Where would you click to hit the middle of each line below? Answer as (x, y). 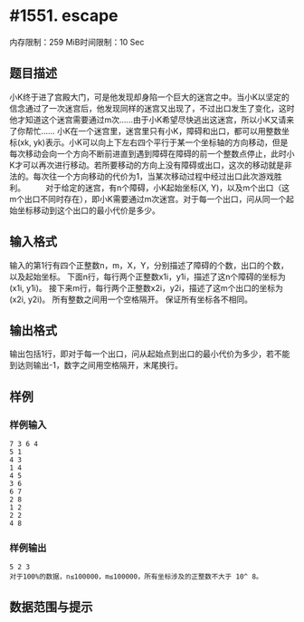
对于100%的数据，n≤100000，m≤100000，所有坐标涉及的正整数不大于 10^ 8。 (136, 577)
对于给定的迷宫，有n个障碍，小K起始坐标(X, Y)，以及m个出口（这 (167, 188)
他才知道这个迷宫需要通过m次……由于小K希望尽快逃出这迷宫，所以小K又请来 (152, 120)
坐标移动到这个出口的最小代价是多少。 (88, 210)
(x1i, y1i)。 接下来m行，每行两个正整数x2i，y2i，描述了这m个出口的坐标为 (146, 287)
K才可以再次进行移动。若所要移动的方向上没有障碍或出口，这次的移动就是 (147, 165)
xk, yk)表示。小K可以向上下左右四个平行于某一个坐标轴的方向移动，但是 (154, 142)
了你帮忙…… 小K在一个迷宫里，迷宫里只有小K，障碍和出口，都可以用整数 (146, 131)
